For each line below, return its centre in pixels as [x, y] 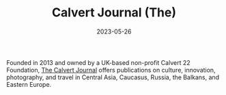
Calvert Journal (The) [114, 13]
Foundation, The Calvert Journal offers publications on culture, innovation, [111, 70]
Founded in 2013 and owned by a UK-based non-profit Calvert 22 [98, 62]
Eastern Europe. [29, 84]
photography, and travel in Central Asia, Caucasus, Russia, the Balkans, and [113, 77]
